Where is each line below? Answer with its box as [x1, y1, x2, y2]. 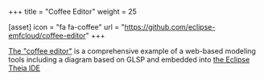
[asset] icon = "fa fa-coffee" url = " [8, 22, 125, 31]
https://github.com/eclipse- [124, 22, 216, 31]
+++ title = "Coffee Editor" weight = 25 [8, 7, 137, 16]
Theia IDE [8, 63, 40, 73]
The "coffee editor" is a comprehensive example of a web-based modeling [8, 46, 256, 55]
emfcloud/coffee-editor [8, 31, 86, 40]
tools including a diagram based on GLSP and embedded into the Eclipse [8, 55, 250, 64]
